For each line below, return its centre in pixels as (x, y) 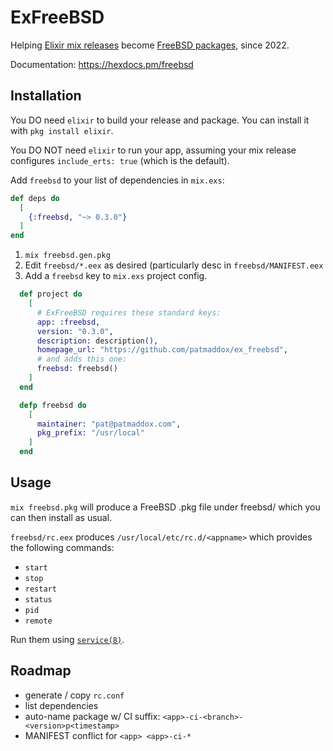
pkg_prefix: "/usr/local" (90, 433)
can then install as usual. (61, 517)
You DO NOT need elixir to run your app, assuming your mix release (153, 150)
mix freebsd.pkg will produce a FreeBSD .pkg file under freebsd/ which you (165, 507)
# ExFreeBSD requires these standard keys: (129, 312)
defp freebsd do (53, 405)
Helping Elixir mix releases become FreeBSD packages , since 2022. (150, 45)
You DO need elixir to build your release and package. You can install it (160, 120)
